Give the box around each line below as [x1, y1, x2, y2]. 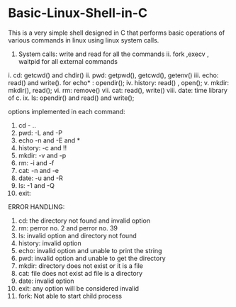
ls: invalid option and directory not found [18, 231, 137, 240]
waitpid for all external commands [18, 57, 118, 65]
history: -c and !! [18, 143, 67, 152]
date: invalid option [18, 277, 74, 285]
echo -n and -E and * [18, 136, 81, 145]
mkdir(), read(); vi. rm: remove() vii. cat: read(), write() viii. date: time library [8, 86, 227, 94]
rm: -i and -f [18, 158, 55, 167]
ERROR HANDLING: [8, 202, 65, 211]
